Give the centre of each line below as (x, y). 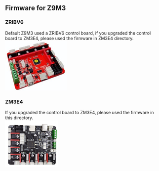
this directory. (19, 118)
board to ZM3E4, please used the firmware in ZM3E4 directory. (69, 38)
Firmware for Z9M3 (36, 8)
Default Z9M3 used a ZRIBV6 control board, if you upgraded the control (78, 33)
